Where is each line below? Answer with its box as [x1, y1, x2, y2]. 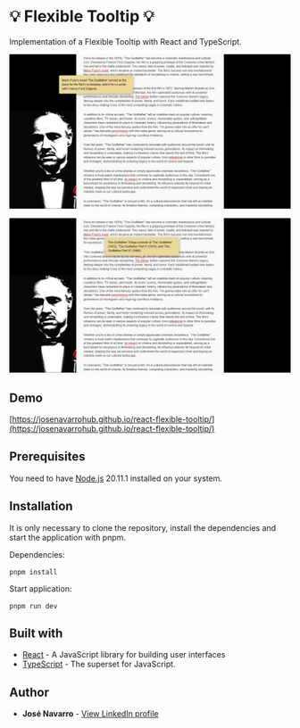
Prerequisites [9, 449, 86, 465]
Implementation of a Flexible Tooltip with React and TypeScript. [9, 36, 243, 46]
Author [9, 684, 49, 699]
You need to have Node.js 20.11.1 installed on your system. [9, 473, 223, 484]
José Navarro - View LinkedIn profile [21, 708, 159, 719]
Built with [9, 625, 63, 641]
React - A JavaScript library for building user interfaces [21, 649, 226, 660]
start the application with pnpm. [9, 532, 127, 542]
